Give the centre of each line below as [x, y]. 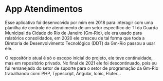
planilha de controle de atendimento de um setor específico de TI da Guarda [81, 27]
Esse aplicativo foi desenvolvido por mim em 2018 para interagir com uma [79, 22]
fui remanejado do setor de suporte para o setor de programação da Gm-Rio [82, 68]
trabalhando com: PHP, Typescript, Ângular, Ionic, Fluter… [63, 73]
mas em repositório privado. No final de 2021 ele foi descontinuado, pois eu [81, 63]
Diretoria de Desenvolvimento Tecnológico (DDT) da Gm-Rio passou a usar [80, 43]
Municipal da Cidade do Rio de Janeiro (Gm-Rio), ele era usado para [73, 33]
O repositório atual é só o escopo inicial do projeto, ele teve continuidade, [79, 58]
